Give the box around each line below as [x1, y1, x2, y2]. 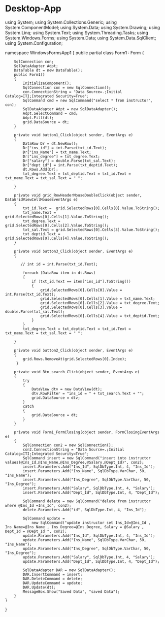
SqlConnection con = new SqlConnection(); [23, 85, 111, 90]
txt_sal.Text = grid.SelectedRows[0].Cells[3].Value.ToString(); [23, 227, 160, 232]
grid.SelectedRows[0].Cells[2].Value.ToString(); [5, 223, 109, 228]
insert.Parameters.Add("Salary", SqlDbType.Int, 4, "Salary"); [23, 486, 155, 490]
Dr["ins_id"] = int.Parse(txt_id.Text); [23, 145, 107, 150]
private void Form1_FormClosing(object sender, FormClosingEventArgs [14, 429, 160, 435]
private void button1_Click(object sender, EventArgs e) [14, 132, 133, 137]
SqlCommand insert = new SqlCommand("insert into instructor [23, 455, 151, 460]
